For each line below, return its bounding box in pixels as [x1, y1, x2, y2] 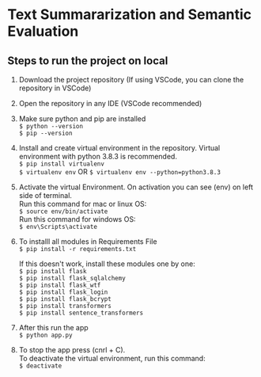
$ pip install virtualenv [18, 160, 104, 168]
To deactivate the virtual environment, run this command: [18, 354, 206, 363]
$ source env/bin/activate [18, 208, 108, 215]
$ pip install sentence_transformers [18, 309, 144, 317]
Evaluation [7, 22, 79, 40]
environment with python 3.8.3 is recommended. [18, 152, 177, 161]
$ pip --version [18, 129, 73, 137]
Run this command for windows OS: [18, 215, 136, 223]
